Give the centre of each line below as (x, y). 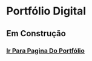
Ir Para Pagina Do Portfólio (45, 51)
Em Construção (36, 34)
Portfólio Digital (46, 11)
